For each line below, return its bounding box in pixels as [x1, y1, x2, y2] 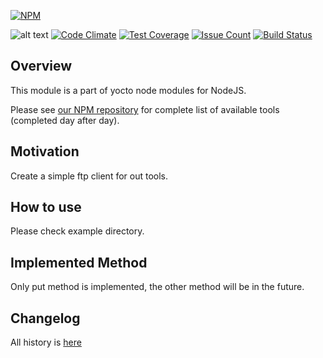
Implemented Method [10, 254, 148, 271]
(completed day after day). [10, 114, 120, 126]
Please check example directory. [10, 225, 145, 237]
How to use [10, 199, 82, 216]
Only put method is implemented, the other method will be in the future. [10, 281, 305, 293]
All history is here [10, 336, 82, 349]
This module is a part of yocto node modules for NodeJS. [10, 84, 247, 96]
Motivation [10, 143, 80, 160]
